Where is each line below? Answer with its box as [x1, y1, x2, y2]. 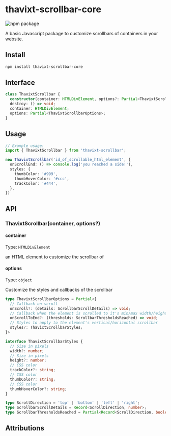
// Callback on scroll [10, 301, 58, 306]
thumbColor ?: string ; [10, 377, 56, 382]
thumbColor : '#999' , [14, 171, 58, 177]
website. [5, 36, 23, 42]
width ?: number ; [10, 348, 44, 353]
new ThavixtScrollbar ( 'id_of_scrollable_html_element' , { [5, 157, 131, 162]
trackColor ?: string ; [10, 368, 56, 373]
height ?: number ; [10, 358, 47, 363]
